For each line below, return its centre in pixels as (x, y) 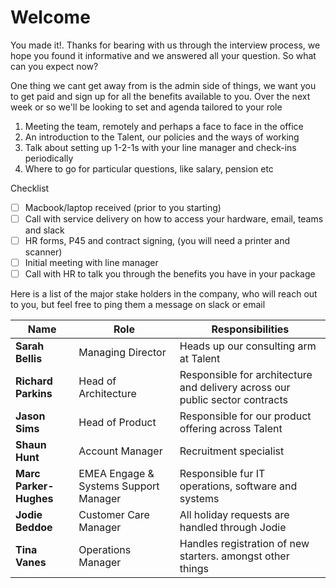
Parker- (35, 486)
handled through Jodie (233, 528)
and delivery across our (235, 388)
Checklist (30, 188)
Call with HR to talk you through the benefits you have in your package (170, 274)
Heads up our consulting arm (248, 346)
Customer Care (114, 515)
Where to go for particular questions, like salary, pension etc (149, 168)
